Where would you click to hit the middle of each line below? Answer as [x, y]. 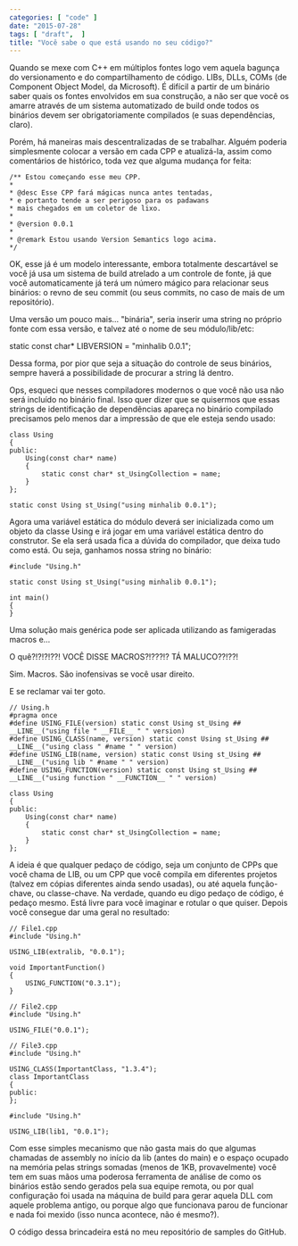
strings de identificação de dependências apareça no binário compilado [141, 409]
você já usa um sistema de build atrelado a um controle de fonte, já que [141, 274]
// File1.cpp [33, 929]
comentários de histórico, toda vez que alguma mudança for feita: [130, 161]
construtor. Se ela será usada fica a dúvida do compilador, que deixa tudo [145, 541]
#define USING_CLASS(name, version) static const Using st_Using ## [139, 739]
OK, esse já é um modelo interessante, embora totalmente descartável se [144, 264]
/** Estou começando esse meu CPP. [75, 178]
